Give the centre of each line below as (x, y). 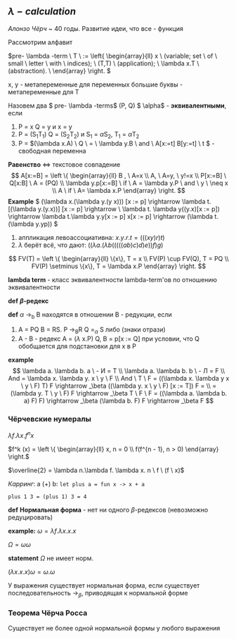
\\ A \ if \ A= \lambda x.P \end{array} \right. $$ (119, 190)
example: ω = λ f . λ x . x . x (42, 531)
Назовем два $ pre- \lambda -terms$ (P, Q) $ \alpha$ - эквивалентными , (117, 106)
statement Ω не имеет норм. (51, 558)
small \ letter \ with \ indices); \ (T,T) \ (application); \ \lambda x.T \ (104, 63)
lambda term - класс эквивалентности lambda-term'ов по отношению (112, 279)
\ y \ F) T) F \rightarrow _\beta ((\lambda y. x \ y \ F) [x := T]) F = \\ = (119, 386)
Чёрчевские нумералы (50, 419)
